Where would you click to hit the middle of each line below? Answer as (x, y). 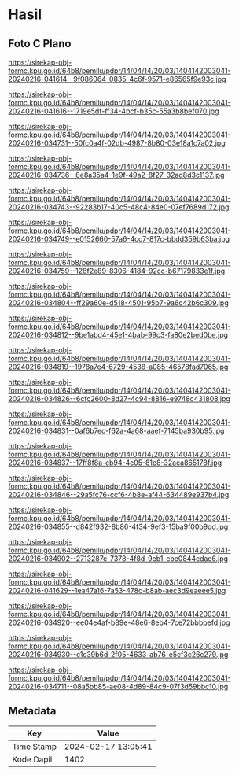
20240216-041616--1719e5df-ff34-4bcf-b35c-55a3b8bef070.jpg (114, 111)
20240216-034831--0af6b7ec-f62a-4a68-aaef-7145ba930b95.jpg (116, 431)
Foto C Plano (40, 44)
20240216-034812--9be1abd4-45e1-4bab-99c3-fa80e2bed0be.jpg (118, 335)
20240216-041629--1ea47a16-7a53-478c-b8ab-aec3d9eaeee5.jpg (117, 590)
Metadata (32, 711)
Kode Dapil (32, 759)
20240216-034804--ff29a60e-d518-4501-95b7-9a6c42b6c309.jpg (119, 303)
